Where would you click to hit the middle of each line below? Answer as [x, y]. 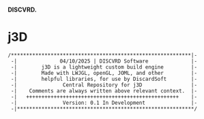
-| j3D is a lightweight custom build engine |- [104, 67]
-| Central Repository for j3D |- [104, 85]
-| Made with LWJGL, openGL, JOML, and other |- [104, 73]
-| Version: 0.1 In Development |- [104, 103]
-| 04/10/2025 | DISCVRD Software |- [104, 61]
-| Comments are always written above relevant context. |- [104, 91]
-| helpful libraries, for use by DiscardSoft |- [104, 79]
